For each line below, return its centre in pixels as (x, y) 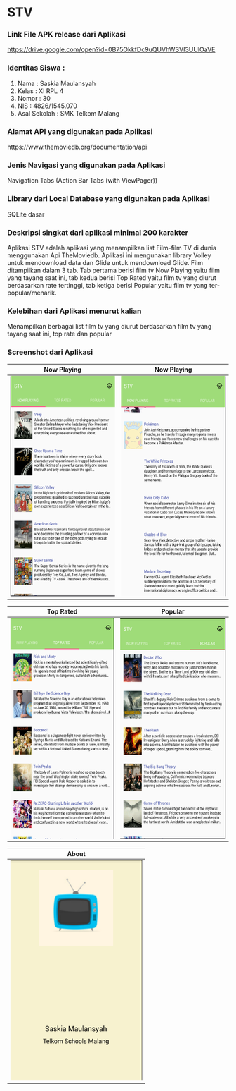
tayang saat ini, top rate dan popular (60, 334)
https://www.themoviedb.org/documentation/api (77, 147)
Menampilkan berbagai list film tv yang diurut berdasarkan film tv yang (110, 327)
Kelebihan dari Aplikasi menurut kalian (74, 311)
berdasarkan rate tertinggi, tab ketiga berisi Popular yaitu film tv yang (108, 285)
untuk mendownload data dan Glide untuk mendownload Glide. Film (105, 262)
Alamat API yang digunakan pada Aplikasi (80, 131)
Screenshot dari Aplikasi (50, 352)
